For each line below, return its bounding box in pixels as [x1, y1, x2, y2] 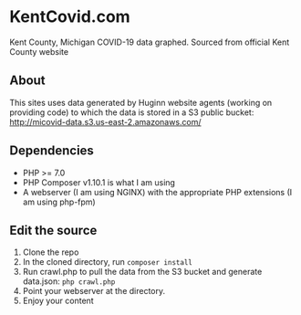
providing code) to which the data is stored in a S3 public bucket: [9, 107, 254, 118]
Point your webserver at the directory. [22, 286, 166, 297]
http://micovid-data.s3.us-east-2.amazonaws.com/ [9, 116, 202, 127]
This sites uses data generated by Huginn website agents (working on [9, 97, 273, 108]
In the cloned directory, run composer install [22, 257, 193, 268]
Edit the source [9, 222, 98, 238]
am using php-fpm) [22, 196, 96, 207]
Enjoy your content [22, 295, 94, 307]
